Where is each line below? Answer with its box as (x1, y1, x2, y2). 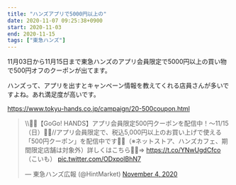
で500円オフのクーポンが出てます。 (7, 66, 111, 75)
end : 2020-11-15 (7, 30, 55, 38)
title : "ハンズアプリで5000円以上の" (7, 10, 107, 18)
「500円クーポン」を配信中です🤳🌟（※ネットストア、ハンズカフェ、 (24, 137, 222, 146)
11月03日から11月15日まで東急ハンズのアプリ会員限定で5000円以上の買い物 (7, 58, 227, 66)
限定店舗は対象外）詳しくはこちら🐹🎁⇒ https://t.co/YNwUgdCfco (30, 146, 221, 154)
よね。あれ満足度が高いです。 (13, 90, 101, 99)
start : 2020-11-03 (7, 23, 62, 31)
